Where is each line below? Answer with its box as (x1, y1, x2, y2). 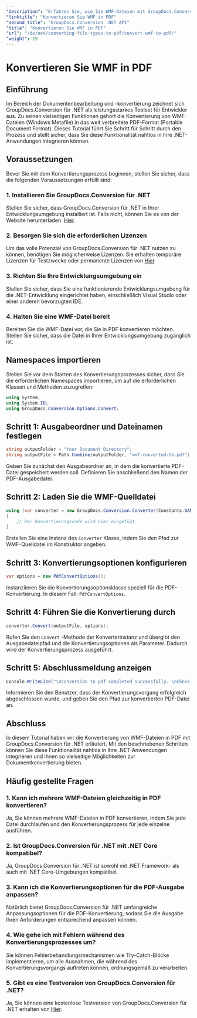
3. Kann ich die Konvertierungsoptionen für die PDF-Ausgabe (6, 883, 185, 891)
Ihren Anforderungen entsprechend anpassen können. (6, 916, 137, 923)
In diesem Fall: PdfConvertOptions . (43, 591, 126, 597)
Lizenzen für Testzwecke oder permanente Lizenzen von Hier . (6, 257, 157, 264)
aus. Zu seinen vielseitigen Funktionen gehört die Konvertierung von (6, 113, 171, 119)
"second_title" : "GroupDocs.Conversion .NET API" (6, 19, 130, 25)
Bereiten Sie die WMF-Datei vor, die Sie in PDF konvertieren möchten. (6, 326, 175, 332)
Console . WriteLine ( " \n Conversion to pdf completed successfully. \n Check (6, 679, 191, 685)
